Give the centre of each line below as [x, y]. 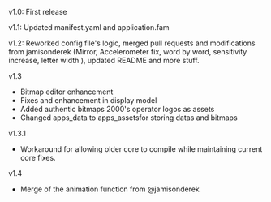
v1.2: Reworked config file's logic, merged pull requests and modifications [132, 43]
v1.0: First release [38, 12]
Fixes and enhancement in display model [88, 100]
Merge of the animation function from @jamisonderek [110, 189]
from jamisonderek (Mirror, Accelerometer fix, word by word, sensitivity [128, 52]
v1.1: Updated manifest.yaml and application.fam [89, 27]
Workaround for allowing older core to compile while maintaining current [141, 149]
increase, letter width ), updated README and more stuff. [104, 60]
